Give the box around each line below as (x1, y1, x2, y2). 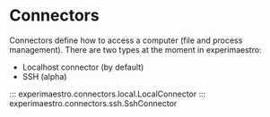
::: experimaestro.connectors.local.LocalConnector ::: (9, 88, 206, 99)
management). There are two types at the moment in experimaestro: (9, 44, 262, 54)
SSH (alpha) (22, 71, 67, 81)
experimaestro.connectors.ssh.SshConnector (9, 97, 178, 108)
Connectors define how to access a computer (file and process (9, 35, 243, 46)
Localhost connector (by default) (22, 62, 144, 72)
